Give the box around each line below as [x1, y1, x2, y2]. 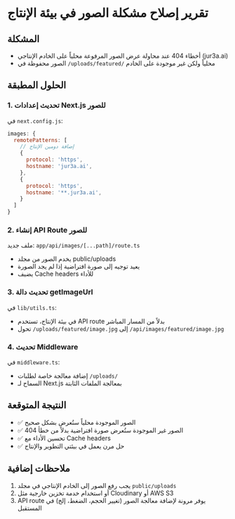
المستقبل [17, 504, 42, 512]
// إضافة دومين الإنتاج [20, 143, 74, 150]
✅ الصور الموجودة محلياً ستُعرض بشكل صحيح [17, 418, 136, 426]
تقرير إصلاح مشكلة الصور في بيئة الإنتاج [7, 5, 209, 21]
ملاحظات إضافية [7, 463, 70, 475]
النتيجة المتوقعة [7, 399, 67, 411]
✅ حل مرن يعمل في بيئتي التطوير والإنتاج [17, 442, 125, 450]
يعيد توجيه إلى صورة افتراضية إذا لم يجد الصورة [17, 262, 140, 271]
